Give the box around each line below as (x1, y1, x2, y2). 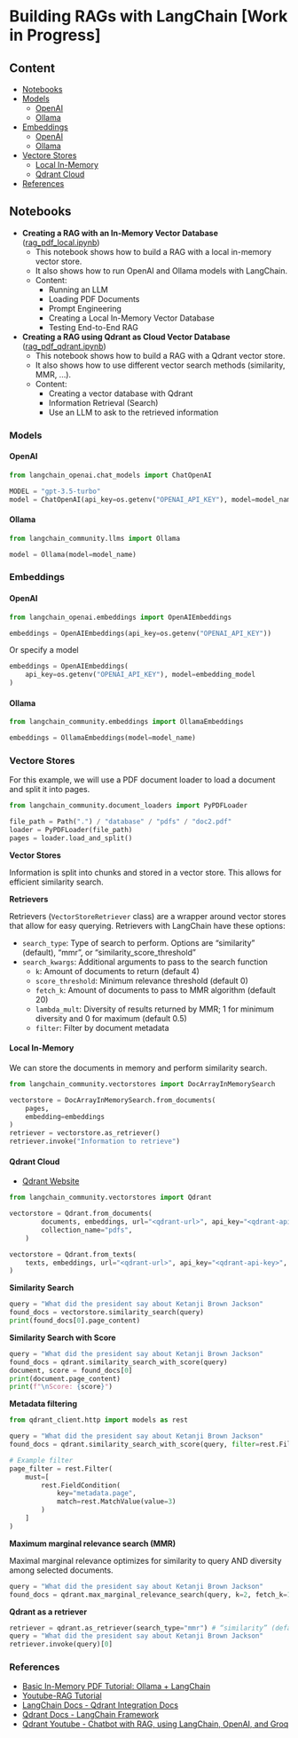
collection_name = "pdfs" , (41, 1226, 133, 1234)
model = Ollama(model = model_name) (9, 550, 137, 559)
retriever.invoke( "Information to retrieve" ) (9, 1137, 180, 1147)
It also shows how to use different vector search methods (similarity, (35, 360, 286, 370)
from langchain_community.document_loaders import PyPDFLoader (9, 801, 248, 810)
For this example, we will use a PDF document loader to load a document (9, 774, 276, 785)
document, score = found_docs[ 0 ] (9, 1366, 133, 1375)
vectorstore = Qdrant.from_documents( (9, 1210, 153, 1218)
